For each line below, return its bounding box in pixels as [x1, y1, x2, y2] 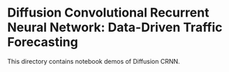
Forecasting [7, 35, 78, 50]
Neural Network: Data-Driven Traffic [7, 19, 223, 35]
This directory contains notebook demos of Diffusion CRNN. [7, 57, 180, 65]
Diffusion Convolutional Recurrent [7, 5, 209, 21]
